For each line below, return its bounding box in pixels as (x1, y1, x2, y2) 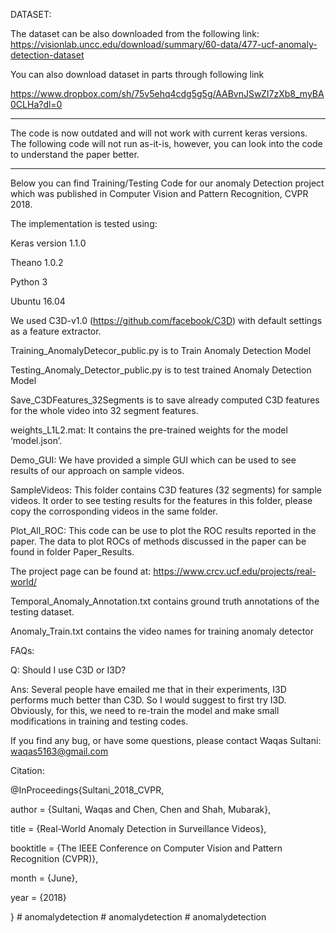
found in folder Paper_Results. (10, 546, 135, 558)
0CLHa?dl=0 (10, 99, 63, 110)
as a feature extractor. (10, 325, 102, 337)
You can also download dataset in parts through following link (10, 69, 265, 80)
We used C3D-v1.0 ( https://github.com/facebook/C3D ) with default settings (10, 315, 323, 326)
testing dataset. (10, 606, 75, 618)
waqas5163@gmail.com (10, 745, 109, 757)
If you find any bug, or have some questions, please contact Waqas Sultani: (10, 735, 322, 746)
